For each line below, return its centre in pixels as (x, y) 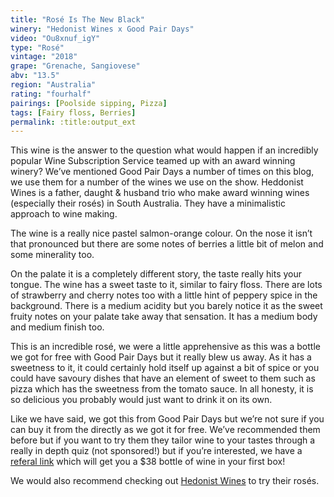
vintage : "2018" (44, 57)
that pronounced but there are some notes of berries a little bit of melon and (167, 244)
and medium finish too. (57, 327)
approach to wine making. (64, 214)
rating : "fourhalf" (51, 94)
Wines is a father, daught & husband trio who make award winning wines (160, 193)
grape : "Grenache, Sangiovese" (75, 66)
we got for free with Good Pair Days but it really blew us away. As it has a (161, 357)
